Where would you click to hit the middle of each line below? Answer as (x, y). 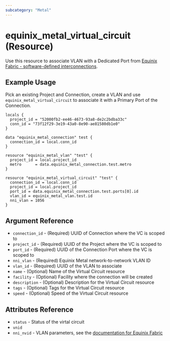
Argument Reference (39, 221)
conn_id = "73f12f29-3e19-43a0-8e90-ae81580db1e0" (65, 124)
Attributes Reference (39, 309)
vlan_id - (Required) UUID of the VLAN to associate (67, 266)
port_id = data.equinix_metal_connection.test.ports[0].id (74, 192)
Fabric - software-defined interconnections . (52, 66)
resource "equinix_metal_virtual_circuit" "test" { (61, 178)
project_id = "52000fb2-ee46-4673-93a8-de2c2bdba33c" (68, 120)
